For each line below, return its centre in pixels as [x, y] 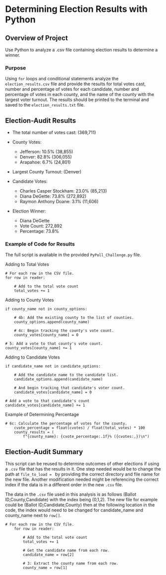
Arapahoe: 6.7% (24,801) [45, 162]
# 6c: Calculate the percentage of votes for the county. [66, 424]
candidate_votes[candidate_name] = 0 [53, 392]
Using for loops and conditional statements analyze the [62, 79]
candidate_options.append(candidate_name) [58, 379]
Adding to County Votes [29, 300]
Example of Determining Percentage [42, 415]
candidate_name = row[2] [49, 555]
